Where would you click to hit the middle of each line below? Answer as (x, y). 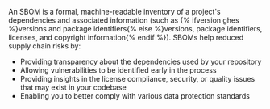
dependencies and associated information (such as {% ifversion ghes (124, 20)
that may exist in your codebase (73, 87)
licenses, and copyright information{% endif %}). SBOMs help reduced (126, 37)
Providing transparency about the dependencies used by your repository (141, 61)
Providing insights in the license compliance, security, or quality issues (137, 79)
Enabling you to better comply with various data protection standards (135, 96)
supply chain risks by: (45, 46)
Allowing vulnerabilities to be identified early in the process (118, 70)
